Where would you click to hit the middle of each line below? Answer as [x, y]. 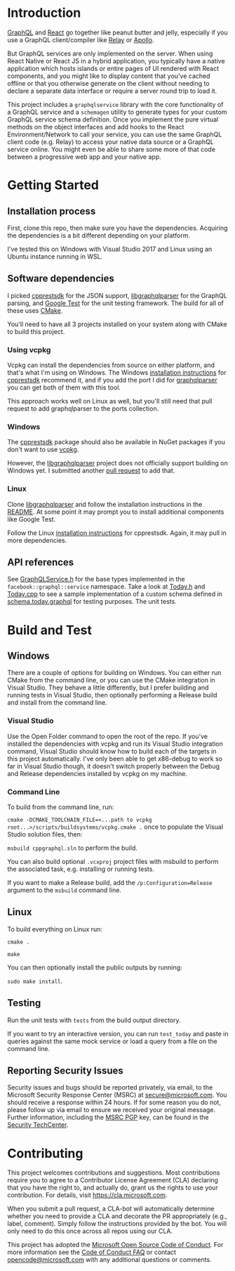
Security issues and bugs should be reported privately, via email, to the [110, 1088]
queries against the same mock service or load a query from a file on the [112, 1041]
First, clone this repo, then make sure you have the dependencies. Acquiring [117, 228]
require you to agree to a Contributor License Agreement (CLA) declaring [113, 1180]
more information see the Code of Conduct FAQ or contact [92, 1252]
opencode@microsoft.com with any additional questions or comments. [109, 1260]
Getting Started [53, 185]
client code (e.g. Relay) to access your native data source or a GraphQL [110, 141]
